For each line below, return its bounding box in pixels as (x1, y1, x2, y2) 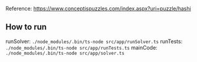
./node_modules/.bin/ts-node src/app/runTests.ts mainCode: (5, 44, 157, 51)
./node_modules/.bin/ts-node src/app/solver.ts (5, 50, 125, 56)
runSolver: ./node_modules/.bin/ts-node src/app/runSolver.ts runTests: (5, 38, 183, 45)
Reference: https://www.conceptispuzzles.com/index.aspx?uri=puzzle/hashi (5, 5, 191, 12)
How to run (5, 22, 47, 32)
